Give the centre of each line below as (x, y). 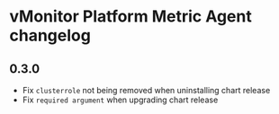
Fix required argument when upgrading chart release (120, 100)
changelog (50, 35)
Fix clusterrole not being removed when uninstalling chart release (146, 90)
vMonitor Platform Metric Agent (130, 17)
